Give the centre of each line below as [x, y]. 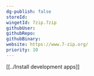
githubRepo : [21, 34]
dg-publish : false [29, 11]
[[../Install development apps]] [43, 67]
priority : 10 [22, 50]
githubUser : [21, 28]
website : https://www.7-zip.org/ [47, 45]
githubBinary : [24, 39]
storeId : [17, 17]
